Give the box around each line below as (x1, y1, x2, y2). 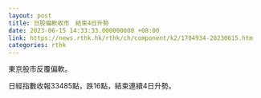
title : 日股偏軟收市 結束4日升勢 (8, 19, 109, 27)
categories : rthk (8, 41, 67, 49)
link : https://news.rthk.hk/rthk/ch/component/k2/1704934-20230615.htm (8, 33, 253, 42)
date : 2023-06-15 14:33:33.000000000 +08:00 (8, 26, 160, 34)
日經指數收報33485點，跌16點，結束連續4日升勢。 (8, 81, 176, 91)
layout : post (8, 11, 52, 20)
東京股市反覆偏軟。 (8, 65, 72, 74)
